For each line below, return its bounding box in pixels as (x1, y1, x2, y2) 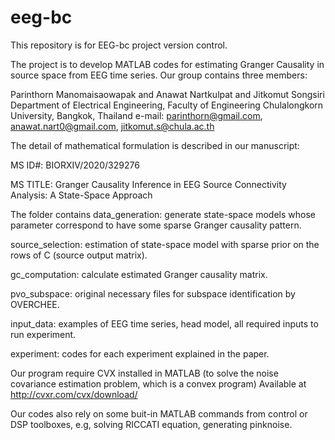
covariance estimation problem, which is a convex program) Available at (10, 377, 307, 390)
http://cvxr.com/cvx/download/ (10, 388, 138, 400)
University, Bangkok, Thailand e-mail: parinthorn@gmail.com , (10, 109, 263, 121)
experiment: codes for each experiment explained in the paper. (10, 347, 270, 360)
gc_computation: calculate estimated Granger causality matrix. (10, 268, 268, 280)
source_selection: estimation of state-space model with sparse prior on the (10, 238, 320, 250)
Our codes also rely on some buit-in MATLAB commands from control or (10, 407, 308, 420)
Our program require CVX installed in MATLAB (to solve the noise (10, 367, 279, 379)
